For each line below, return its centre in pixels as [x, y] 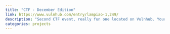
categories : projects [28, 24]
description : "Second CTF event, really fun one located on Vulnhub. [80, 19]
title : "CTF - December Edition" [40, 10]
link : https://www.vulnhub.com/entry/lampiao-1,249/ [62, 14]
